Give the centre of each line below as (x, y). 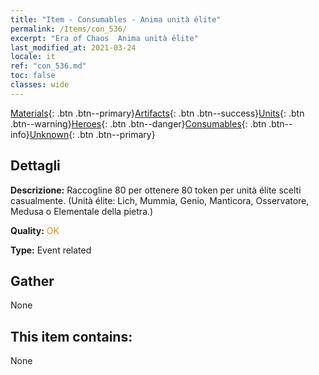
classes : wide (40, 85)
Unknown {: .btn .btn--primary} (92, 134)
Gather (32, 281)
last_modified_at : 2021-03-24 (73, 47)
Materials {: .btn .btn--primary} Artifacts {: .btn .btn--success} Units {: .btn (157, 113)
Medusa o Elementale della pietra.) (82, 211)
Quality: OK (35, 230)
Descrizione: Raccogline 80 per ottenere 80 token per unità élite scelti (156, 190)
